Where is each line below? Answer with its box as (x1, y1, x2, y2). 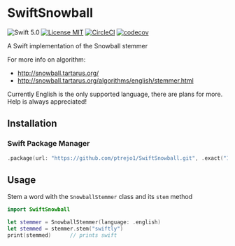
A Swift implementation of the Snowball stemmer (7, 41, 148, 50)
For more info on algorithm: (7, 55, 86, 64)
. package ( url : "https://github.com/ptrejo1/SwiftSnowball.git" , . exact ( (7, 154, 224, 162)
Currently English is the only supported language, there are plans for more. (7, 90, 223, 98)
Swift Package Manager (7, 139, 90, 149)
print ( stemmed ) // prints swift (7, 231, 117, 239)
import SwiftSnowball (7, 206, 71, 213)
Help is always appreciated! (7, 97, 87, 106)
